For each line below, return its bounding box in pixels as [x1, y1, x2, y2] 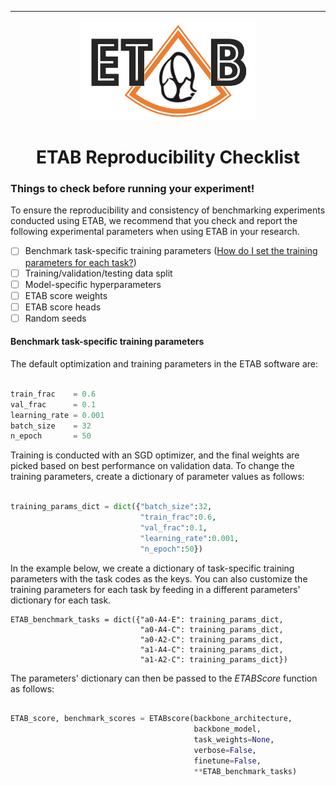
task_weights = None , [193, 735, 275, 745]
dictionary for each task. [10, 594, 112, 606]
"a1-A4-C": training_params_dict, [139, 644, 284, 655]
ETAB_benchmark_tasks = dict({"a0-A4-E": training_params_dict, [10, 614, 284, 625]
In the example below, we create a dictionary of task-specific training [10, 562, 295, 574]
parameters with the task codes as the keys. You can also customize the [10, 572, 308, 585]
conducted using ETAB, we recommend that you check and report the [10, 215, 298, 227]
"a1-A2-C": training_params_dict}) [139, 654, 288, 665]
